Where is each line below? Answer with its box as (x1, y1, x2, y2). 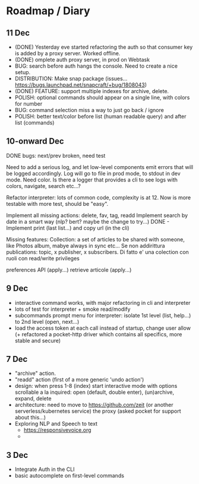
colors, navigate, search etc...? (6, 182, 81, 189)
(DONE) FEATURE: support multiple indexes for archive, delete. (14, 88, 169, 94)
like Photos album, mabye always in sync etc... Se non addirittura (6, 242, 165, 249)
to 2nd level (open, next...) (14, 318, 80, 325)
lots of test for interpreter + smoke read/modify (14, 305, 131, 313)
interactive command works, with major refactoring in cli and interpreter (14, 299, 191, 306)
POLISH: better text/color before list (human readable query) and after (14, 113, 187, 120)
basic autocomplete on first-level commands (14, 472, 125, 479)
